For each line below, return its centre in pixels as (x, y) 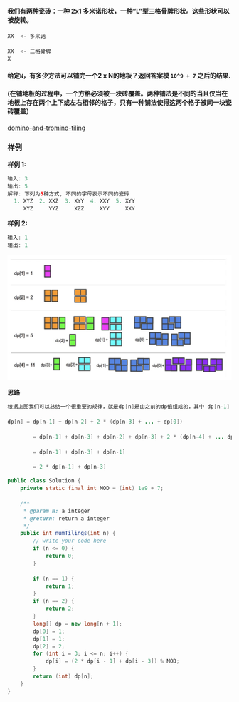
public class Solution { (44, 481)
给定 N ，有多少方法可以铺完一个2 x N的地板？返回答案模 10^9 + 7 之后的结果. (119, 76)
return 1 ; (60, 586)
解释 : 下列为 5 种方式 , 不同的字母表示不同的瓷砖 (68, 194)
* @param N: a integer (57, 511)
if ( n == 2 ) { (54, 601)
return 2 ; (60, 609)
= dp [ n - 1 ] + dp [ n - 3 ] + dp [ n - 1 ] (79, 452)
